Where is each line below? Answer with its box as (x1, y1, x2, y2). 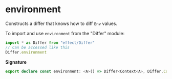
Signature (5, 59, 27, 65)
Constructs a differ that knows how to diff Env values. (5, 20, 118, 27)
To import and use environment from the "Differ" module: (5, 30, 125, 36)
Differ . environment (5, 49, 47, 55)
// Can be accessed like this (5, 45, 70, 50)
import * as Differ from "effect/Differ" (5, 40, 95, 45)
